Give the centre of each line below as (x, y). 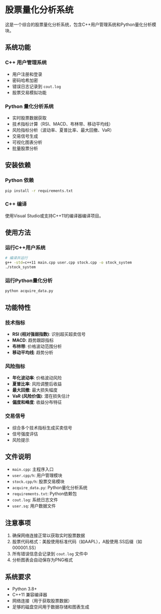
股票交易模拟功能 (29, 92)
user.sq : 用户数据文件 (34, 506)
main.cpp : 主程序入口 (33, 470)
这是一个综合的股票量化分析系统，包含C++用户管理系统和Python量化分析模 (81, 24)
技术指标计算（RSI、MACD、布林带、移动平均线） (62, 124)
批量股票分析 (25, 148)
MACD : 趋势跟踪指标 (33, 340)
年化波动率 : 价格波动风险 (37, 378)
